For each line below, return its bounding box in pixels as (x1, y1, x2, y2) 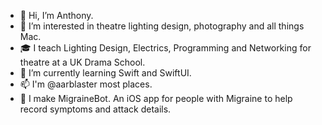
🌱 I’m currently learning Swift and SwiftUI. (19, 67, 192, 79)
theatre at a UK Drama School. (19, 56, 146, 68)
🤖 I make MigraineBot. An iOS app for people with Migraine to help (19, 93, 293, 104)
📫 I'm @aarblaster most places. (19, 78, 153, 90)
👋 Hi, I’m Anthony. (19, 10, 94, 21)
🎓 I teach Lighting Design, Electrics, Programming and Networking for (19, 42, 312, 54)
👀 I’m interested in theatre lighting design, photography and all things (19, 20, 305, 32)
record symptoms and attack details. (19, 103, 172, 115)
